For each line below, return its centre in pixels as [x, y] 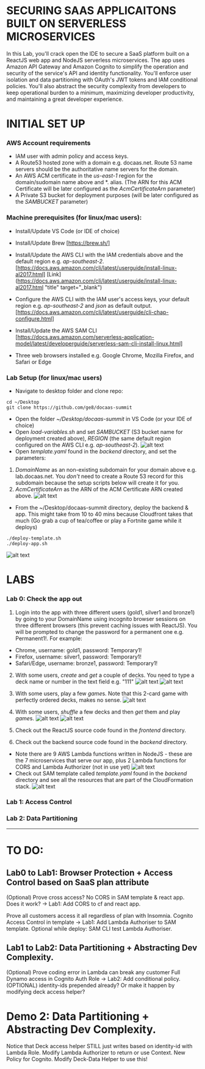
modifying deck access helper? [46, 991]
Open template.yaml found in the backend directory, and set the [96, 452]
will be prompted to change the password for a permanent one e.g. [99, 631]
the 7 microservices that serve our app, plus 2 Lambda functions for [101, 760]
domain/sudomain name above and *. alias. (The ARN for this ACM [98, 182]
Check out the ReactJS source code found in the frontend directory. [100, 730]
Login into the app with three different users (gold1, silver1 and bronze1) [105, 612]
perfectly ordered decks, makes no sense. [68, 700]
